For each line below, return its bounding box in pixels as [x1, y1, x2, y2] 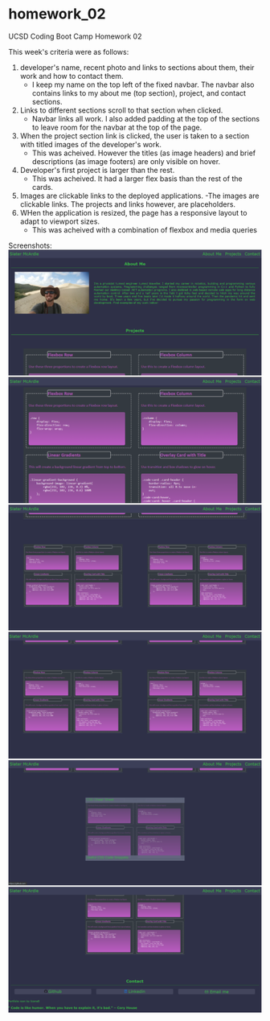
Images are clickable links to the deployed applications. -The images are [19, 191, 260, 200]
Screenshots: [8, 241, 52, 250]
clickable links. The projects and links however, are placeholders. [19, 199, 235, 209]
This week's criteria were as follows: [8, 47, 129, 56]
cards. [31, 182, 54, 191]
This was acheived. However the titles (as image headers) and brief [31, 148, 256, 158]
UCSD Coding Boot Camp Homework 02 [8, 31, 142, 41]
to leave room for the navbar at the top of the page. [31, 122, 202, 132]
